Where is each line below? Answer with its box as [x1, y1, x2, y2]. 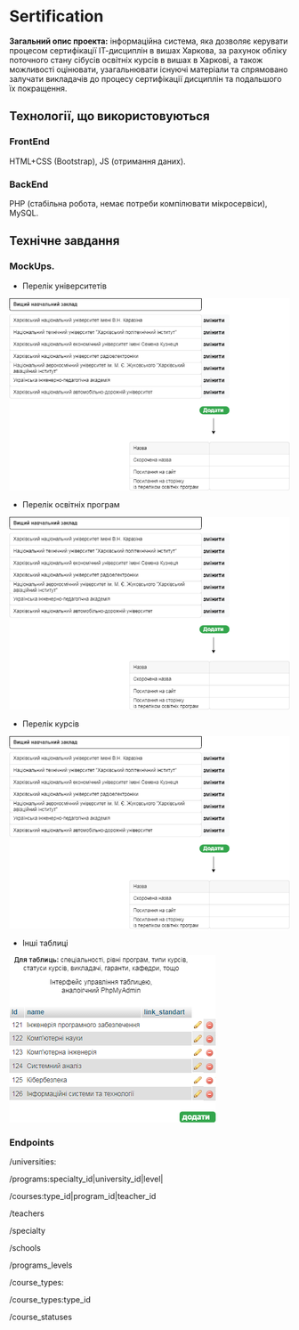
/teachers [9, 1208, 44, 1219]
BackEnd [9, 178, 49, 191]
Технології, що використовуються [9, 109, 211, 124]
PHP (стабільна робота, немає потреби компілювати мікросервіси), [9, 198, 268, 208]
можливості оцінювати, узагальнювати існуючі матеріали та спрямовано [9, 64, 288, 75]
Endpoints [9, 1136, 55, 1148]
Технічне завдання [9, 233, 120, 248]
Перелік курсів [21, 718, 80, 729]
